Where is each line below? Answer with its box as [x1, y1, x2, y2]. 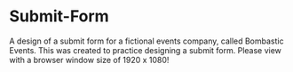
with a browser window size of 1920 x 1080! [9, 54, 170, 65]
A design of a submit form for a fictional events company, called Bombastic [9, 36, 284, 46]
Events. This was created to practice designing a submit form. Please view [9, 44, 282, 55]
